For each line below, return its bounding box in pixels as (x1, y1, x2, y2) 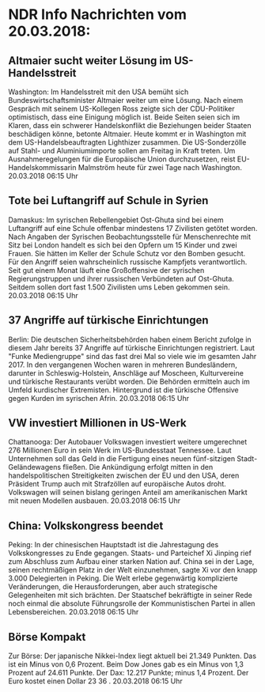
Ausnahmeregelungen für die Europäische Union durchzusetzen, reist (8, 154, 236, 164)
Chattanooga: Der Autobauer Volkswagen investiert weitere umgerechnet (8, 437, 248, 447)
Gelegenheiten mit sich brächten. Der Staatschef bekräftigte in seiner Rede (8, 591, 253, 600)
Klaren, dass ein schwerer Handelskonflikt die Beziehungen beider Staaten (8, 121, 252, 130)
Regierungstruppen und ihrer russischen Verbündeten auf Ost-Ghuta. (8, 274, 235, 283)
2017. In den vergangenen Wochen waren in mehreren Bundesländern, (8, 360, 237, 369)
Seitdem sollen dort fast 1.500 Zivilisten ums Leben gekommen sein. (8, 282, 230, 292)
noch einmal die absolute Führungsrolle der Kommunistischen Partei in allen (8, 599, 256, 608)
